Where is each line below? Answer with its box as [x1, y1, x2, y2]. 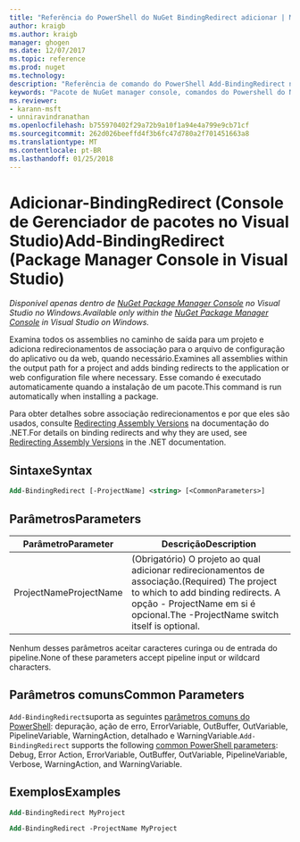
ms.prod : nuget [9, 63, 66, 72]
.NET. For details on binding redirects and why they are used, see [9, 428, 247, 438]
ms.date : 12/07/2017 [9, 46, 87, 55]
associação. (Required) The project [131, 575, 278, 588]
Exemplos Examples [9, 785, 121, 800]
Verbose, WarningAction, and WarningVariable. [9, 758, 183, 769]
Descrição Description [161, 538, 257, 550]
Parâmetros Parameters [9, 511, 142, 527]
